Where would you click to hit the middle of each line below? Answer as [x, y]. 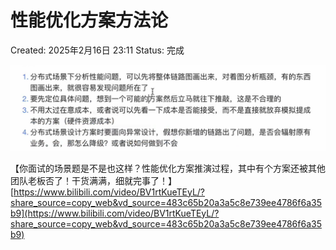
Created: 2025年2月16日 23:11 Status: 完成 [97, 50]
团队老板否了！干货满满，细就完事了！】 [93, 180]
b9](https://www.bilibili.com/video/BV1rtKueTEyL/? [115, 213]
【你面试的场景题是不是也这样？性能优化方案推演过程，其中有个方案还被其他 [168, 168]
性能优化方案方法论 [89, 20]
